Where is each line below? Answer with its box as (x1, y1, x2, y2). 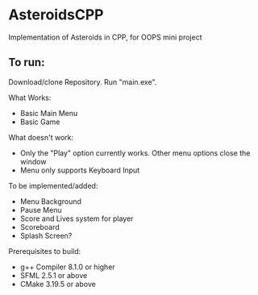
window (19, 156, 47, 166)
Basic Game (19, 117, 60, 127)
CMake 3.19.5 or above (19, 279, 97, 289)
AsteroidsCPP (8, 6, 104, 24)
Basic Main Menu (19, 108, 78, 118)
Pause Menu (19, 205, 62, 214)
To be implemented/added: (8, 181, 98, 190)
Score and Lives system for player (19, 214, 134, 223)
